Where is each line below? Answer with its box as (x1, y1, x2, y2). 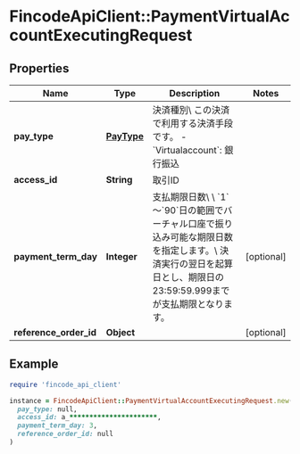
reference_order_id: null (17, 430, 114, 439)
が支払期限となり (152, 298, 225, 310)
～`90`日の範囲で (152, 204, 224, 216)
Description (169, 87, 221, 99)
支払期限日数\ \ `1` (152, 191, 229, 202)
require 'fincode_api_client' (9, 380, 122, 389)
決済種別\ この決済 (152, 104, 230, 116)
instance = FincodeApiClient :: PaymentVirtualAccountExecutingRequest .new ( (9, 396, 294, 405)
